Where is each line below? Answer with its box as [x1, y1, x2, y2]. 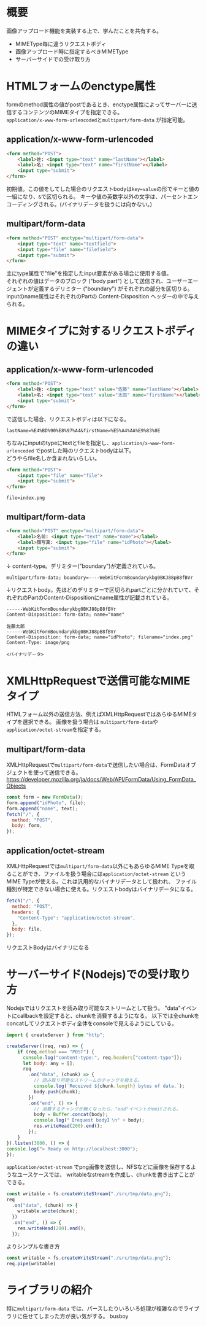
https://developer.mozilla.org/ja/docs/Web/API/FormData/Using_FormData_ [6, 776, 196, 783]
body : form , [12, 823, 43, 829]
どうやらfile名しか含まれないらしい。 [6, 454, 101, 462]
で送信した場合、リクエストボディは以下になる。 [6, 415, 130, 422]
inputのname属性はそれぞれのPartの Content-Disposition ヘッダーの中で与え [6, 293, 199, 300]
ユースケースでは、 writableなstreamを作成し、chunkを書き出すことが [17, 1171, 195, 1179]
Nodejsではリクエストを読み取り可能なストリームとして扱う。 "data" [6, 1004, 181, 1012]
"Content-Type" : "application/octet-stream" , [17, 915, 136, 921]
